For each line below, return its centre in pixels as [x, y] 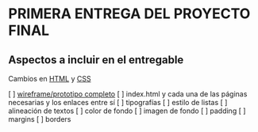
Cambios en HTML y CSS [50, 79]
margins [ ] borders [40, 119]
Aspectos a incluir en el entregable [96, 60]
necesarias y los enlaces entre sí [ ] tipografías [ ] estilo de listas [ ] [118, 102]
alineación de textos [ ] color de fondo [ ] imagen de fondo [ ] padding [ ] [127, 111]
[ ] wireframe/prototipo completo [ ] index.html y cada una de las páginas [128, 94]
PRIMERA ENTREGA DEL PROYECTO [129, 14]
